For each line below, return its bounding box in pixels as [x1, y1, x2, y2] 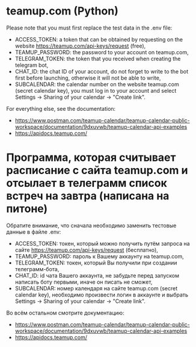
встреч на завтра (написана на [6, 189, 170, 203]
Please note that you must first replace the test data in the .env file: [6, 24, 173, 31]
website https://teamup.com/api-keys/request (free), [14, 42, 146, 49]
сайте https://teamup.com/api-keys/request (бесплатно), [14, 246, 158, 254]
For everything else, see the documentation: [6, 105, 116, 112]
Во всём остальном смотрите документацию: [6, 309, 124, 316]
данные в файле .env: [6, 228, 61, 236]
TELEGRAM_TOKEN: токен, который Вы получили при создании [14, 259, 177, 266]
